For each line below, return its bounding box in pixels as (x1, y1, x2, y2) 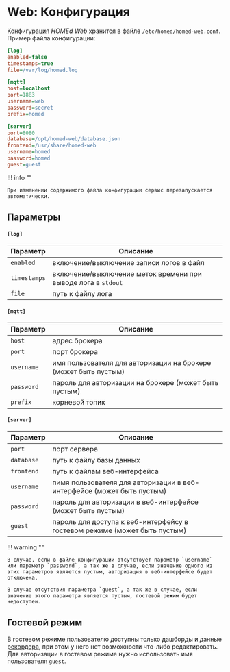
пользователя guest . (7, 657, 66, 665)
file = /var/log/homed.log (7, 66, 78, 73)
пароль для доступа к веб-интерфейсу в (52, 517, 189, 526)
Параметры (7, 212, 61, 223)
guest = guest (7, 161, 41, 168)
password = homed (7, 155, 51, 162)
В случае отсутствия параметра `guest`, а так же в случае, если (7, 586, 197, 593)
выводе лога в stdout (52, 278, 123, 288)
